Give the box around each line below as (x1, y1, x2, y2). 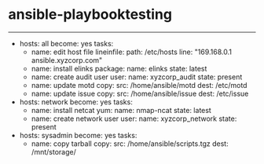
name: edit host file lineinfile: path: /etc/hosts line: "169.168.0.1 (31, 47, 232, 56)
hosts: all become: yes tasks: (19, 38, 114, 48)
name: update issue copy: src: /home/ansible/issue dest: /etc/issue (31, 89, 249, 98)
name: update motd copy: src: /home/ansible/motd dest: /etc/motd (31, 80, 247, 89)
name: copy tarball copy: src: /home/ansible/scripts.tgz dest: (31, 139, 229, 148)
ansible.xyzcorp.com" (31, 55, 103, 64)
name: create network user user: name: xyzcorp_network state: (31, 114, 237, 123)
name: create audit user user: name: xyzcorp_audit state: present (31, 72, 243, 82)
